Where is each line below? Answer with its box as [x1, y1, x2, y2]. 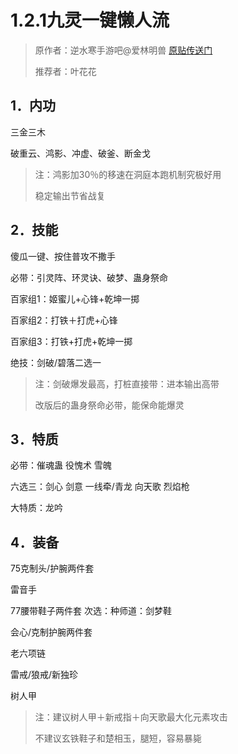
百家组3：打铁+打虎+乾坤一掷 [10, 335, 133, 347]
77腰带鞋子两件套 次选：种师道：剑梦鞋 [10, 605, 173, 617]
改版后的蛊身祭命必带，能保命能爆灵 [34, 399, 185, 411]
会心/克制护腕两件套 [10, 626, 93, 638]
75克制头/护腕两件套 [10, 562, 95, 575]
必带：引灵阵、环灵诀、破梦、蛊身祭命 [10, 271, 168, 283]
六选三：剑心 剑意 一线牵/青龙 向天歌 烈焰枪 [10, 481, 190, 493]
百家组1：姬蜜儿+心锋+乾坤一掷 [10, 292, 140, 305]
